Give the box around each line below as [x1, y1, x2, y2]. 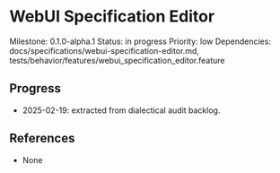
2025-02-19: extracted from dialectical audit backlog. [22, 105, 221, 116]
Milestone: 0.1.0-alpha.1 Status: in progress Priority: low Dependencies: [9, 36, 272, 47]
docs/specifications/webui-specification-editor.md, [9, 45, 200, 56]
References [9, 131, 75, 146]
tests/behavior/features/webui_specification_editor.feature [9, 55, 225, 65]
